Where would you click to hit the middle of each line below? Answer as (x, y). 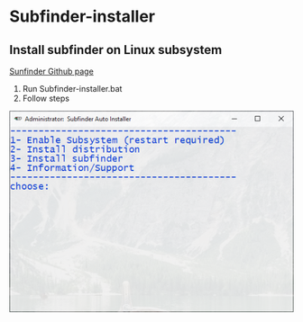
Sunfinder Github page (52, 71)
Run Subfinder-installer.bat (72, 89)
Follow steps (46, 98)
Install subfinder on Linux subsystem (116, 50)
